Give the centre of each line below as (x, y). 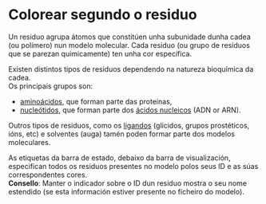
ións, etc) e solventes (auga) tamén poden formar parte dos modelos (122, 134)
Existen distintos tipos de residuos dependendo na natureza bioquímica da (131, 69)
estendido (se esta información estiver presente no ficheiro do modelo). (127, 191)
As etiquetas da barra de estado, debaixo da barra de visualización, (119, 158)
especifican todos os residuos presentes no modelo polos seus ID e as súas (133, 166)
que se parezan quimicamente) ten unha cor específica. (100, 53)
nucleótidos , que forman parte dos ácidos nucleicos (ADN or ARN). (130, 110)
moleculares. (30, 142)
